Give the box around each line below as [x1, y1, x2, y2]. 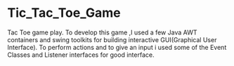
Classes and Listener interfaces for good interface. [7, 51, 155, 59]
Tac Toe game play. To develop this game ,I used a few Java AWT [7, 28, 197, 37]
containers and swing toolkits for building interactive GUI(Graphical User [7, 35, 217, 44]
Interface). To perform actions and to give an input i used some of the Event [7, 43, 227, 51]
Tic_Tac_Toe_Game [7, 5, 121, 21]
